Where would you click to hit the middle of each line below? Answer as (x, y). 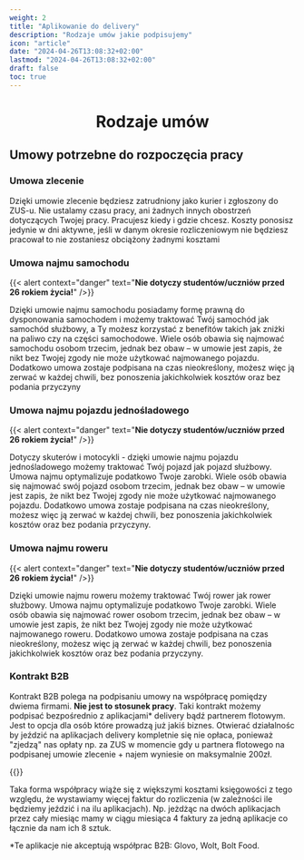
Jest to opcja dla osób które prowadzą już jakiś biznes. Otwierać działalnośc (152, 725)
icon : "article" (40, 43)
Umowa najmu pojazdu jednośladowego (99, 410)
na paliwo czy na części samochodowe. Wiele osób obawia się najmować (147, 338)
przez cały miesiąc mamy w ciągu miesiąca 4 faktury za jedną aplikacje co (149, 818)
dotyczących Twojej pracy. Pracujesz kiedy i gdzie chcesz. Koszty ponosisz (152, 220)
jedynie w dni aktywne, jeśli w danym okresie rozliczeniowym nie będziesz (149, 230)
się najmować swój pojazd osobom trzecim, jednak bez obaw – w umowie (147, 486)
